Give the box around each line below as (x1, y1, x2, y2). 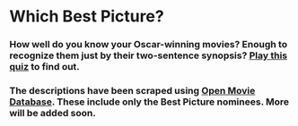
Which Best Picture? (9, 6, 164, 27)
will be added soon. (9, 107, 96, 120)
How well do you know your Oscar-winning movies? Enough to (9, 38, 288, 51)
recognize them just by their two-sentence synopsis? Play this (9, 49, 288, 62)
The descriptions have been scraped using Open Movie (9, 85, 256, 97)
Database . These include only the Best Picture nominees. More (9, 96, 290, 108)
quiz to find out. (9, 61, 81, 73)
